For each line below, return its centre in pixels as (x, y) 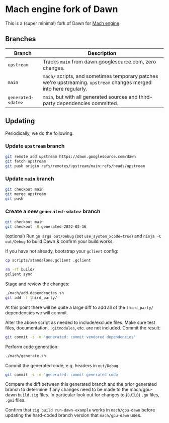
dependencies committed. (88, 103)
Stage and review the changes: (37, 284)
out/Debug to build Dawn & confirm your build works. (60, 241)
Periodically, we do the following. (39, 133)
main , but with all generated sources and (90, 97)
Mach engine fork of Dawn (62, 9)
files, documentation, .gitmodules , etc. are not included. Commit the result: (83, 327)
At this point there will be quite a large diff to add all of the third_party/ (79, 307)
